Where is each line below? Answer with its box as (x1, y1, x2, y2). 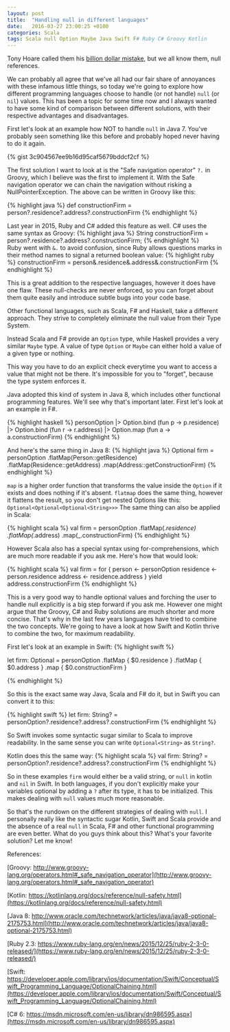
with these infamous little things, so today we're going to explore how (7, 82, 204, 91)
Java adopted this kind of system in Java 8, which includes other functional (7, 391, 221, 399)
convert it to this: (7, 698, 55, 706)
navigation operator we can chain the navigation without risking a (7, 181, 192, 189)
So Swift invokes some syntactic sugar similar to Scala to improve (7, 731, 193, 739)
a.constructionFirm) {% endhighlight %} (7, 433, 120, 442)
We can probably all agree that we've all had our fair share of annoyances (7, 75, 216, 83)
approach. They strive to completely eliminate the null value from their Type (7, 314, 221, 323)
